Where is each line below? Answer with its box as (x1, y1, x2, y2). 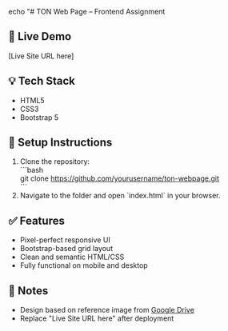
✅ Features (8, 213, 66, 227)
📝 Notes (8, 284, 49, 297)
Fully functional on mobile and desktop (19, 261, 148, 270)
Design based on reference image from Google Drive (19, 305, 194, 315)
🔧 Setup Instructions (8, 136, 113, 150)
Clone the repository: (19, 157, 90, 166)
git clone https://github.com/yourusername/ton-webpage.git (19, 173, 220, 183)
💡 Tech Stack (8, 74, 76, 88)
